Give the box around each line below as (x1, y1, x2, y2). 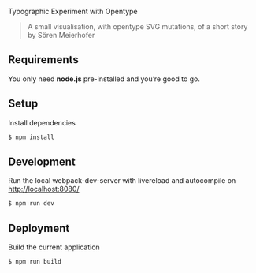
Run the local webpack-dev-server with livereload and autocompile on (8, 176, 236, 185)
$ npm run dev (8, 200, 55, 208)
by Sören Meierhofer (27, 31, 95, 39)
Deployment (8, 221, 70, 235)
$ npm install (8, 133, 55, 141)
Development (8, 155, 76, 168)
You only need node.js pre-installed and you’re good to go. (8, 74, 201, 84)
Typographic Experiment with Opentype (8, 7, 138, 16)
